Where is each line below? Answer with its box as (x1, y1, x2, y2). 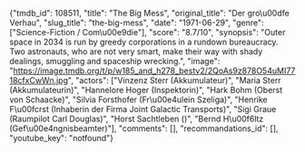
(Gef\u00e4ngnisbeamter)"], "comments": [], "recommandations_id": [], (9, 123, 279, 134)
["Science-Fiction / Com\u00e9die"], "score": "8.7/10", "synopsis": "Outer (9, 27, 286, 37)
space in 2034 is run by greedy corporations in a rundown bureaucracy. (9, 36, 279, 47)
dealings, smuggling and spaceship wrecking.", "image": (9, 56, 221, 66)
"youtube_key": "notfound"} (9, 133, 114, 143)
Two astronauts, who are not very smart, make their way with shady (9, 46, 263, 57)
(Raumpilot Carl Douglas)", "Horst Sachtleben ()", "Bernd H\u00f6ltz (9, 113, 264, 124)
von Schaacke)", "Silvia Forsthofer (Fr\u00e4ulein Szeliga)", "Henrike (9, 94, 268, 105)
